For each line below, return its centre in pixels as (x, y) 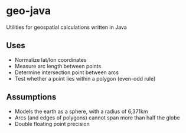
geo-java (29, 11)
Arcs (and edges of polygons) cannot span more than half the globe (97, 117)
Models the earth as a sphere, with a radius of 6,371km (81, 111)
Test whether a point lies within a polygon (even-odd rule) (85, 78)
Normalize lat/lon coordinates (50, 59)
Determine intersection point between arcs (67, 72)
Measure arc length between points (58, 66)
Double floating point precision (52, 124)
